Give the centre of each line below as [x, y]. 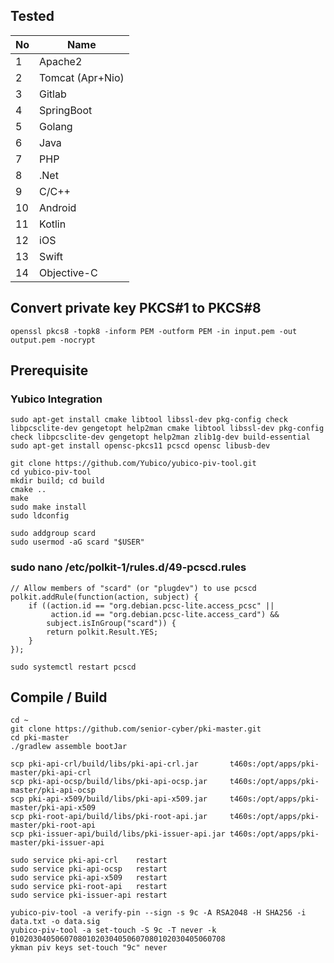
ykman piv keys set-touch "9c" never [89, 948]
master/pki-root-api [53, 825]
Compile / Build [59, 697]
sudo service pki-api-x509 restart [89, 878]
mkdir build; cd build [57, 481]
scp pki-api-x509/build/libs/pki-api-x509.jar [109, 799]
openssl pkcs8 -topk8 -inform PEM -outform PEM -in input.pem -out [154, 331]
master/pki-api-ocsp [53, 790]
